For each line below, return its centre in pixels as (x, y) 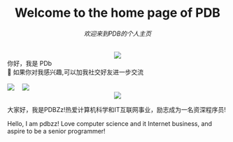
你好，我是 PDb (30, 64)
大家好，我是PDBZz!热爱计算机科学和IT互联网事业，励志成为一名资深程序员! (116, 110)
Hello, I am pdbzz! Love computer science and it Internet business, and (110, 124)
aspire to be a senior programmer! (57, 132)
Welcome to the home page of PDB (118, 13)
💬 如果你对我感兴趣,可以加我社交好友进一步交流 (76, 72)
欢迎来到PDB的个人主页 (118, 34)
